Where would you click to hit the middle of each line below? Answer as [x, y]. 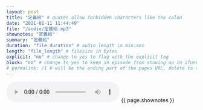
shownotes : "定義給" [31, 34]
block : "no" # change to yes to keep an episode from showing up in [94, 62]
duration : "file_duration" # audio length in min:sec [76, 46]
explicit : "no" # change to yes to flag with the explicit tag [88, 57]
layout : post [23, 12]
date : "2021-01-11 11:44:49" [43, 23]
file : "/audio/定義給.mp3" [39, 29]
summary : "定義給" [28, 40]
